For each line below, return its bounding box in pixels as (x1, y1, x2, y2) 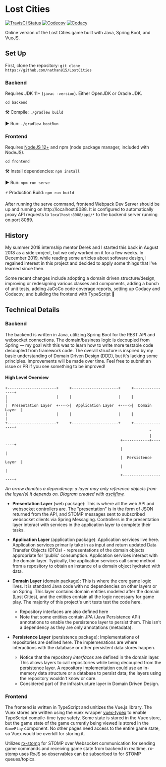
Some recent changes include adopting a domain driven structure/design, (5, 275, 156, 281)
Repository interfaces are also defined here (19, 609, 109, 614)
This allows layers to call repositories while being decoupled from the (19, 660, 162, 666)
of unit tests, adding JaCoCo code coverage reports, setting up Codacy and (5, 286, 160, 292)
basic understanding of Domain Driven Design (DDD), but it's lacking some (5, 353, 158, 359)
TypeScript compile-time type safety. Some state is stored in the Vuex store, (5, 715, 161, 721)
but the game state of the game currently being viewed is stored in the (5, 720, 149, 726)
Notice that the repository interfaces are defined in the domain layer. (19, 654, 160, 660)
